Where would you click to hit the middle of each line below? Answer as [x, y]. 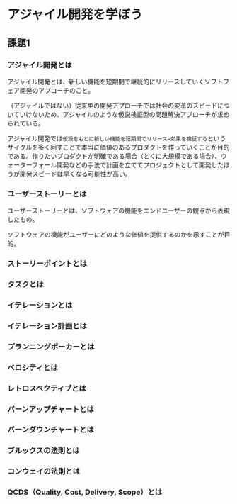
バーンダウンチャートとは [51, 430]
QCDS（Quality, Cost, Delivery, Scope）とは [85, 492]
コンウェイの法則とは [44, 471]
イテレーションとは [40, 305]
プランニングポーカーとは [51, 347]
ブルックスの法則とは [44, 451]
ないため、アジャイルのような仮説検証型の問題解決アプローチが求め [131, 114]
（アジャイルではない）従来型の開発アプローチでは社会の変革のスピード [112, 105]
